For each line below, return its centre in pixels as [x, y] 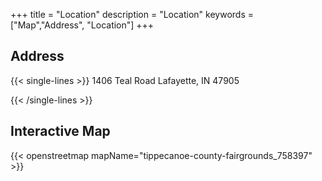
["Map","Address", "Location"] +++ [82, 25]
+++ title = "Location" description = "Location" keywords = [132, 14]
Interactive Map [60, 131]
